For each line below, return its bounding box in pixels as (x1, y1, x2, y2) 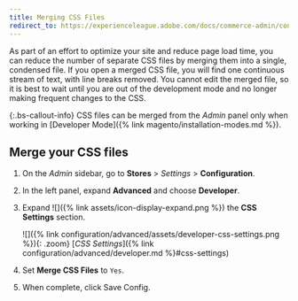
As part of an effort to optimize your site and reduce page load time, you (9, 45, 273, 56)
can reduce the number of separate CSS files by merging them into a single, (9, 55, 286, 66)
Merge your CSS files (9, 144, 129, 159)
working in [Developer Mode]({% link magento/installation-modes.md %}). (9, 119, 282, 129)
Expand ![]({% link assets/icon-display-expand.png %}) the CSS (21, 203, 257, 213)
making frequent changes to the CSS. (9, 92, 146, 103)
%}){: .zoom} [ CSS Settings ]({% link (21, 238, 154, 249)
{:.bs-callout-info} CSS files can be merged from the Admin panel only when (9, 110, 288, 120)
